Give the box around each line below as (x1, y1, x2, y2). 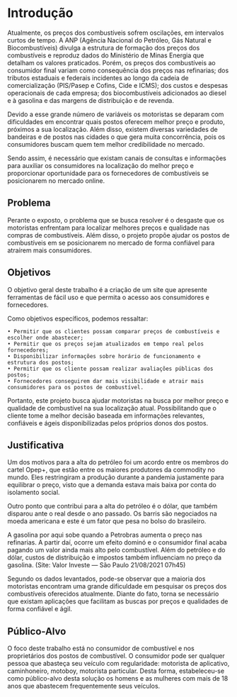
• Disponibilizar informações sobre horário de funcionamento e (7, 352, 201, 359)
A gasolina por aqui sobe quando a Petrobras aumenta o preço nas (7, 530, 203, 540)
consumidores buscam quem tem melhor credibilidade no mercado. (7, 140, 205, 148)
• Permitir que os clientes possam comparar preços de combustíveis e (7, 328, 220, 335)
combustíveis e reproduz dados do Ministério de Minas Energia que (7, 51, 204, 60)
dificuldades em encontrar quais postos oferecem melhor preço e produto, (7, 117, 225, 126)
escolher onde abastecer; (7, 334, 83, 341)
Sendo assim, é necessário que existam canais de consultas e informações (7, 154, 226, 162)
